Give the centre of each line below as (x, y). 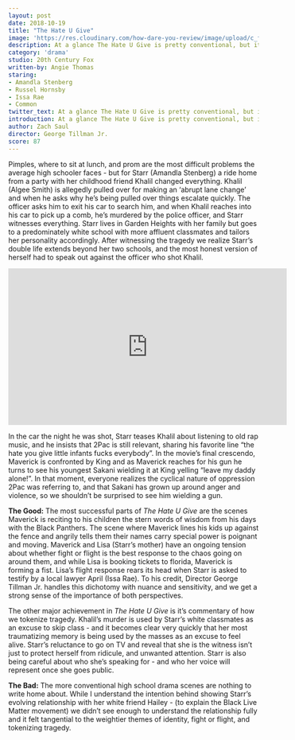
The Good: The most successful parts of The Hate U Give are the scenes (128, 511)
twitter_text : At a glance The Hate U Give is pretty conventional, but (131, 112)
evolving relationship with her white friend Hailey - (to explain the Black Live (132, 702)
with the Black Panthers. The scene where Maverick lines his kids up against (134, 528)
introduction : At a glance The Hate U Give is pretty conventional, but (131, 119)
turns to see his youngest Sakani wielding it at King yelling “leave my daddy (132, 469)
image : (19, 38)
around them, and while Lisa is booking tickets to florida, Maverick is (120, 561)
